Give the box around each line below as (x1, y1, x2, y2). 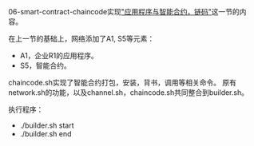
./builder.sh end (19, 129, 72, 138)
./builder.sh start (19, 120, 74, 130)
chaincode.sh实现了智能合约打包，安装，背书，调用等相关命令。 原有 (8, 78, 237, 87)
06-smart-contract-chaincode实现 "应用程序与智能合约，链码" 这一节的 (8, 7, 240, 16)
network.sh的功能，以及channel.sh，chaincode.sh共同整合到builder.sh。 (8, 88, 249, 97)
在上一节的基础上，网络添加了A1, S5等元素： (8, 34, 155, 43)
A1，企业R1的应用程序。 (19, 51, 98, 60)
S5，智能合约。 (19, 61, 72, 70)
